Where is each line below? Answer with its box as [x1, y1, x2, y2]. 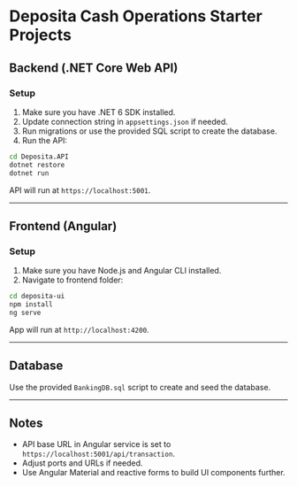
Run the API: [21, 135, 68, 145]
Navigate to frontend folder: [21, 274, 124, 285]
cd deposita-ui [9, 292, 65, 301]
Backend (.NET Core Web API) [9, 60, 179, 75]
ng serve [9, 308, 42, 317]
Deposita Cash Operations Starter [9, 6, 263, 27]
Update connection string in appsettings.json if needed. [21, 116, 228, 127]
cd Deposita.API [9, 152, 69, 161]
